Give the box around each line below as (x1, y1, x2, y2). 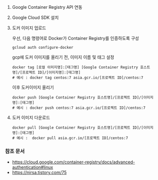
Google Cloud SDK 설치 (12, 15, 59, 20)
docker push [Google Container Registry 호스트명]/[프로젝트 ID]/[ (12, 95, 143, 100)
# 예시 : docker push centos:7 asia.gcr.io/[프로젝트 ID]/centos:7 (12, 105, 146, 110)
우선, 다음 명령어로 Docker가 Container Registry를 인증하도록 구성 (12, 36, 140, 41)
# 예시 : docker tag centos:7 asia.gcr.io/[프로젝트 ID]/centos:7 (12, 75, 143, 80)
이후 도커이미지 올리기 (12, 84, 54, 90)
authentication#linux (12, 164, 53, 170)
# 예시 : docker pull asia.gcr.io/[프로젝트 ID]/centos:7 (12, 136, 128, 140)
